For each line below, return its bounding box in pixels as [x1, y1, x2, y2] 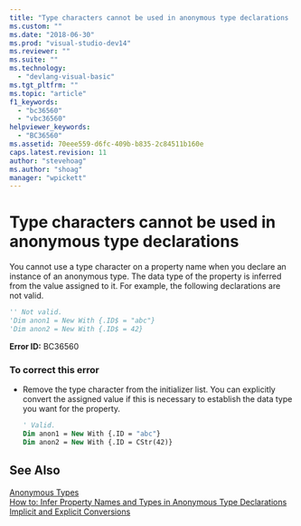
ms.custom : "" [9, 22, 63, 31]
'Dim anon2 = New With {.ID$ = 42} [9, 324, 144, 333]
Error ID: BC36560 [9, 340, 80, 351]
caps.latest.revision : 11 [9, 148, 107, 157]
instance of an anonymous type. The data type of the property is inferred [9, 271, 282, 282]
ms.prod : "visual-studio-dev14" [9, 38, 131, 48]
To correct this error [9, 363, 99, 376]
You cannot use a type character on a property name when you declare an [9, 262, 287, 273]
